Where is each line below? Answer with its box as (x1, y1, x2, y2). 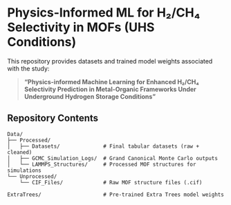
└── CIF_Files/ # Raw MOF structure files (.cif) (19, 179, 203, 186)
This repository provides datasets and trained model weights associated (7, 57, 213, 65)
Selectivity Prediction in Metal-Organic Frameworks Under (24, 85, 197, 93)
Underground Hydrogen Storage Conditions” (24, 92, 156, 101)
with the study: (7, 64, 50, 72)
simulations (7, 167, 41, 174)
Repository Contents (7, 113, 99, 124)
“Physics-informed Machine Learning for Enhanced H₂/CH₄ (24, 77, 199, 86)
